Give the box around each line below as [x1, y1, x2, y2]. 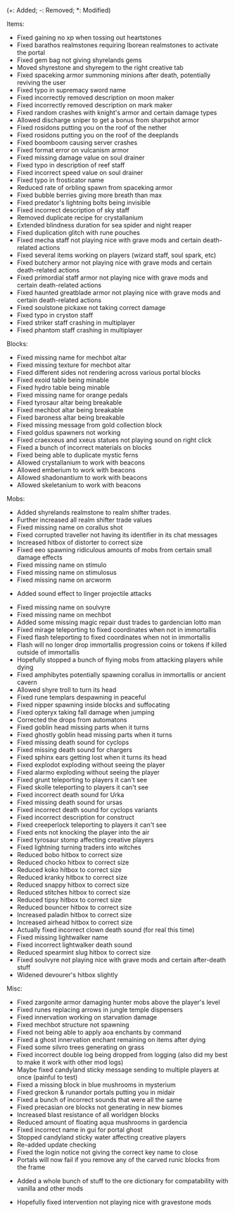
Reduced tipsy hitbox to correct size [16, 896, 122, 904]
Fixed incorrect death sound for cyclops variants [16, 806, 158, 814]
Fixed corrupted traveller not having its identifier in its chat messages [16, 531, 218, 539]
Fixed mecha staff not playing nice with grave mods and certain [16, 236, 202, 244]
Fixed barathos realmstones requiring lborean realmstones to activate [16, 41, 219, 49]
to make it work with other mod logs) [16, 1058, 124, 1066]
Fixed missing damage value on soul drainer [16, 153, 145, 162]
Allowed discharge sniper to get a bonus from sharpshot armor [16, 116, 200, 124]
